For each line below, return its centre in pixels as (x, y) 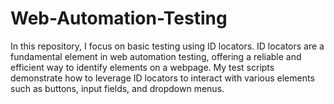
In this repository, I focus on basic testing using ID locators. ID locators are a (167, 46)
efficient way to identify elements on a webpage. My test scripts (142, 67)
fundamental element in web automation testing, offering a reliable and (156, 56)
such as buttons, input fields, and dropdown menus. (117, 88)
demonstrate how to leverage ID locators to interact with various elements (162, 78)
